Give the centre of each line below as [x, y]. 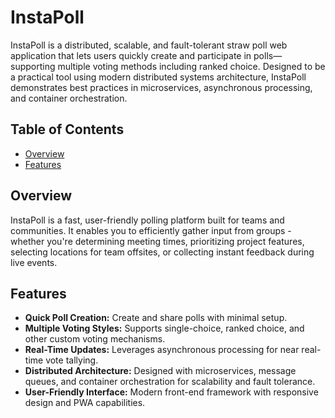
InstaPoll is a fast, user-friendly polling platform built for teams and [147, 220]
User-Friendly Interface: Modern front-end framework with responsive [171, 392]
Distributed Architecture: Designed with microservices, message [160, 371]
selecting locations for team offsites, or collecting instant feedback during [162, 252]
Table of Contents [67, 129]
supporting [33, 66]
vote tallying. [72, 360]
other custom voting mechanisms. [95, 339]
